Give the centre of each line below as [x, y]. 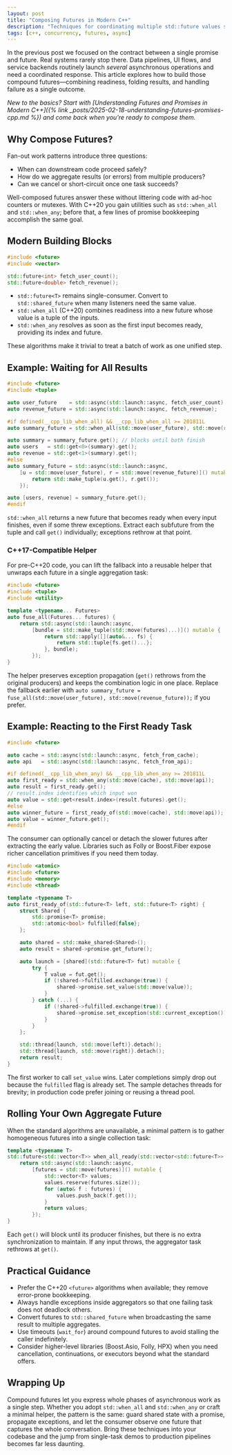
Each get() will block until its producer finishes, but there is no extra [104, 1235]
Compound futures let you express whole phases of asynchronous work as [114, 1400]
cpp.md [18, 118]
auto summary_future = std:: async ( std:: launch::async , [88, 466]
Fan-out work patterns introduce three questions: [77, 156]
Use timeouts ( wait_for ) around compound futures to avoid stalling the [118, 1331]
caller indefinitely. [42, 1339]
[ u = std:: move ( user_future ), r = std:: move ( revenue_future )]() [114, 472]
